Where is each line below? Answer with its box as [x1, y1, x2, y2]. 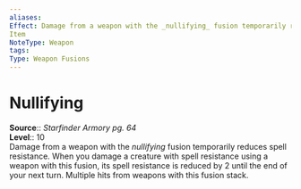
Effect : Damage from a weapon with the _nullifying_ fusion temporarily [9, 21, 287, 30]
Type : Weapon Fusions [9, 54, 90, 63]
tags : [9, 46, 30, 55]
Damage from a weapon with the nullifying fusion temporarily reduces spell [9, 141, 287, 152]
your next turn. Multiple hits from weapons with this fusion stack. [9, 169, 249, 180]
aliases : [9, 12, 42, 22]
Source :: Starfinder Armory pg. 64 [9, 122, 137, 133]
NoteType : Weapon [9, 37, 74, 47]
